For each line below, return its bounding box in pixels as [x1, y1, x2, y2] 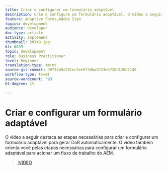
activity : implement [5, 35, 48, 40]
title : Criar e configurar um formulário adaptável [5, 7, 114, 12]
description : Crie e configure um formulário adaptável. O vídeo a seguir [5, 12, 164, 17]
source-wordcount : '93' [5, 77, 55, 82]
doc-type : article [5, 30, 43, 35]
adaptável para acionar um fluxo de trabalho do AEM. [5, 150, 114, 156]
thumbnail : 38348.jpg [5, 40, 50, 45]
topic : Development [5, 49, 46, 54]
